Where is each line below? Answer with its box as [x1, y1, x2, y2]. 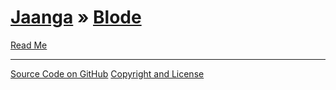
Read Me [10, 39, 48, 51]
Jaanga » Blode [10, 6, 142, 29]
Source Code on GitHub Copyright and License [10, 67, 205, 80]
